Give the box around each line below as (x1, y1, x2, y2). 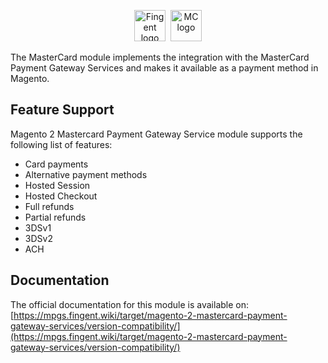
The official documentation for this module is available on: (10, 298, 250, 310)
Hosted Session (24, 179, 91, 191)
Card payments (24, 158, 89, 170)
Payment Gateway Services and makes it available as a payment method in (10, 62, 319, 74)
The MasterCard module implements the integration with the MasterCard (10, 51, 310, 63)
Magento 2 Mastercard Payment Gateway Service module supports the (10, 128, 303, 140)
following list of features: (10, 138, 113, 150)
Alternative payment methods (24, 168, 148, 180)
